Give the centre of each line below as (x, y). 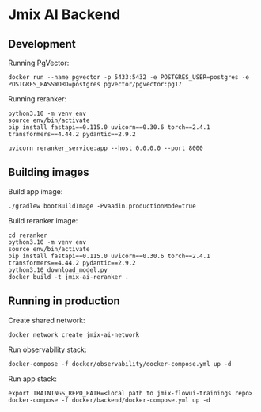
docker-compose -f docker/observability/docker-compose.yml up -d (120, 364)
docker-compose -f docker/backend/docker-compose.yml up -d (110, 400)
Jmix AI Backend (64, 15)
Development (42, 44)
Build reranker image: (43, 220)
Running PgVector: (39, 63)
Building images (49, 172)
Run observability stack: (47, 349)
